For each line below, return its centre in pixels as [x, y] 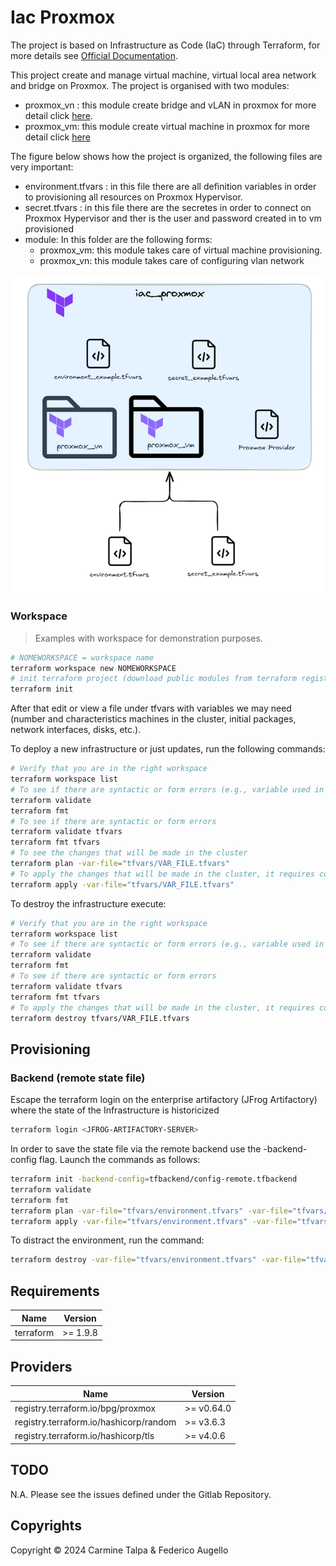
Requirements [55, 1291]
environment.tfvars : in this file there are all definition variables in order [170, 186]
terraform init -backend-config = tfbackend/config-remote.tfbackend [154, 1179]
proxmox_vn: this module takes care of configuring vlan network [172, 260]
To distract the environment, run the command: [107, 1240]
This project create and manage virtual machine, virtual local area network [163, 75]
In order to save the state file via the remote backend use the [136, 1149]
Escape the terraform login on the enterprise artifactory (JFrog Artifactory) [164, 1100]
